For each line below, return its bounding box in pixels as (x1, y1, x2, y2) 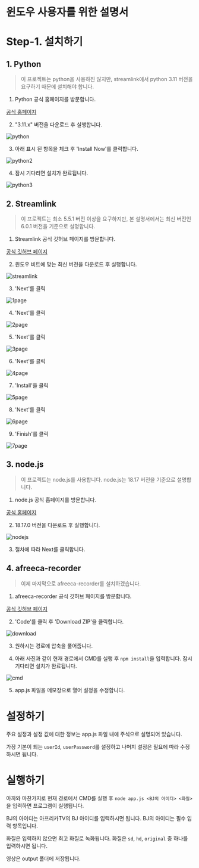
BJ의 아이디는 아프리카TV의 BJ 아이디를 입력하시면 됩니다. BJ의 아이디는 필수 (6, 814, 186, 821)
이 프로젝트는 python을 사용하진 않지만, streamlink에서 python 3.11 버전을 (20, 76, 193, 83)
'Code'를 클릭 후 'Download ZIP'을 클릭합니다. (14, 618, 124, 625)
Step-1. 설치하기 (6, 35, 83, 48)
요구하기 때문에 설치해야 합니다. (20, 83, 94, 90)
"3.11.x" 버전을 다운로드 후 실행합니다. (14, 121, 103, 128)
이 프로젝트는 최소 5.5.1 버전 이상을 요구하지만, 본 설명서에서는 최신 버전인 (20, 215, 191, 222)
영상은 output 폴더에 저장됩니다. (6, 855, 81, 862)
